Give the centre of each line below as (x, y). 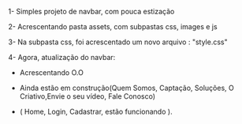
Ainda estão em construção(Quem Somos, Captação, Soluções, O (127, 88)
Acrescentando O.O (52, 73)
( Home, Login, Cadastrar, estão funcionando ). (96, 111)
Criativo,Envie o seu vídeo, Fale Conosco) (87, 96)
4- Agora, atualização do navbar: (62, 57)
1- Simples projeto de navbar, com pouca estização (91, 11)
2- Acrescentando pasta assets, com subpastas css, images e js (113, 26)
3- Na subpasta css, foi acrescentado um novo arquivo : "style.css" (118, 42)
